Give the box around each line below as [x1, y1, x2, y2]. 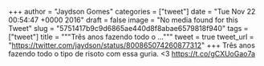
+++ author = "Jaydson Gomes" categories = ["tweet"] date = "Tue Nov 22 [8, 7, 256, 16]
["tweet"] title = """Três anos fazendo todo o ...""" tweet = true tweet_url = [8, 32, 254, 41]
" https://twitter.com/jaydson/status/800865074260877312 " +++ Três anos [8, 41, 255, 50]
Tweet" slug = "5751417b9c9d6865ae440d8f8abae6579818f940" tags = [8, 24, 249, 33]
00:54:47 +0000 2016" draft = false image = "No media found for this [8, 15, 238, 25]
